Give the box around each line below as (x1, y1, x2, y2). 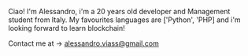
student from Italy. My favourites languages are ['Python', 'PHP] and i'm (8, 15, 242, 24)
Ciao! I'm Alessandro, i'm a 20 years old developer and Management (8, 7, 231, 16)
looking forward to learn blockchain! (8, 24, 126, 32)
